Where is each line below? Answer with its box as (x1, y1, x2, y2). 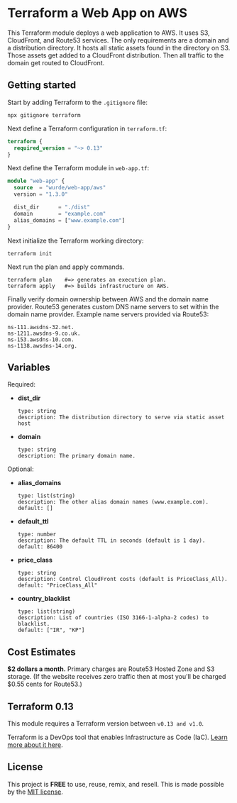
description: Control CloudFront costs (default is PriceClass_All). (17, 576, 228, 583)
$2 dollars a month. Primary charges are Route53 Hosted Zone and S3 (7, 665, 215, 673)
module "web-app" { (7, 177, 65, 185)
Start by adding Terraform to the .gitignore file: (7, 98, 148, 106)
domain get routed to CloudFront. (7, 58, 105, 67)
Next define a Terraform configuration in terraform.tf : (7, 124, 167, 133)
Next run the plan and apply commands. (7, 262, 125, 271)
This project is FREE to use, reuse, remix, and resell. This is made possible (7, 780, 225, 788)
